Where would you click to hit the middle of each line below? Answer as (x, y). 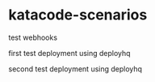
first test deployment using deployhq (69, 53)
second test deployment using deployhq (75, 69)
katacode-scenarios (78, 15)
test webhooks (33, 37)
